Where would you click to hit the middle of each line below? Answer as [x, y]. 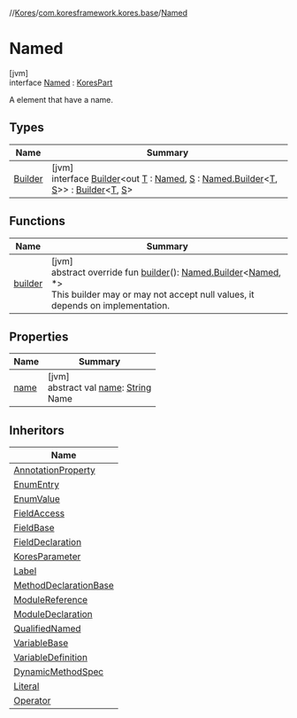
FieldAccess [39, 513]
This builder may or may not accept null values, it [153, 294]
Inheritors [37, 430]
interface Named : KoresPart [61, 82]
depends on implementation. [111, 305]
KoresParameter [47, 557]
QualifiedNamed [47, 628]
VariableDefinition [51, 658]
